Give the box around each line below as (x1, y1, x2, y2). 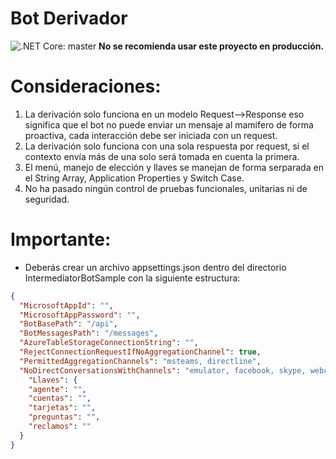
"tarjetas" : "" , (28, 403, 97, 413)
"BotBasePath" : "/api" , (19, 319, 118, 329)
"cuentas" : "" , (28, 393, 92, 404)
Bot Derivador (10, 7, 128, 30)
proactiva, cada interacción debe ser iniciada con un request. (24, 129, 278, 141)
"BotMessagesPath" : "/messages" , (19, 328, 159, 339)
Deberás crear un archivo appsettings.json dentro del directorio (24, 261, 287, 273)
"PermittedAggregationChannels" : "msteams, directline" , (19, 356, 262, 366)
